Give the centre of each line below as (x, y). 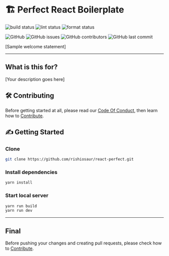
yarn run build (21, 206)
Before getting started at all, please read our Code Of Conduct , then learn (81, 110)
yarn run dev (19, 211)
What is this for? (31, 67)
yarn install (19, 183)
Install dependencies (31, 173)
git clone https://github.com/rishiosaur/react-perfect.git (70, 159)
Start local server (27, 196)
